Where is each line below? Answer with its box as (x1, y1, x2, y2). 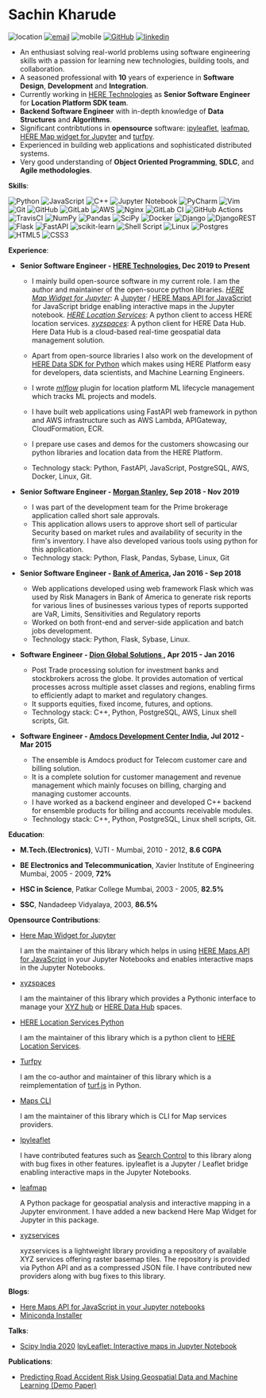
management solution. (31, 335, 105, 345)
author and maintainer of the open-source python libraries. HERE (31, 285, 245, 294)
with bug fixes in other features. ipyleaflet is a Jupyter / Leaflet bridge (19, 1159, 249, 1168)
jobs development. (31, 625, 93, 635)
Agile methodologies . (19, 165, 93, 175)
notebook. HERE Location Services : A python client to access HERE (31, 310, 253, 319)
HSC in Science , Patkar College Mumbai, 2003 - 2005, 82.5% (19, 884, 224, 893)
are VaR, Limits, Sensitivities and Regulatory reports (31, 609, 201, 618)
